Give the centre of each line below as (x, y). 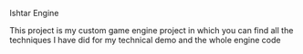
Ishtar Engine (34, 13)
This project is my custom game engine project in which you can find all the (151, 30)
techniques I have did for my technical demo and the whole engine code (145, 40)
